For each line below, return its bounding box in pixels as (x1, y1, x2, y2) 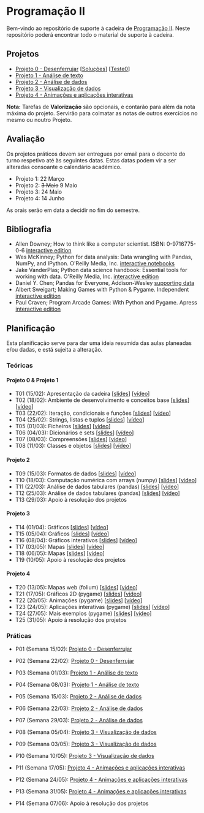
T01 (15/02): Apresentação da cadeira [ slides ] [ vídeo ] (15, 390, 150, 398)
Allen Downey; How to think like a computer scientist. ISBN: (15, 240, 165, 248)
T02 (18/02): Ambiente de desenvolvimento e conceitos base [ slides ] (15, 396, 190, 404)
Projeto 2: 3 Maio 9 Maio (15, 181, 78, 189)
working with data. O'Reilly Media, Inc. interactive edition (15, 273, 159, 280)
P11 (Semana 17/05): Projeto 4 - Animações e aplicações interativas (15, 764, 186, 771)
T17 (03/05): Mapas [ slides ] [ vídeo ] (15, 543, 105, 550)
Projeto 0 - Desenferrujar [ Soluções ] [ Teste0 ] (15, 65, 130, 72)
